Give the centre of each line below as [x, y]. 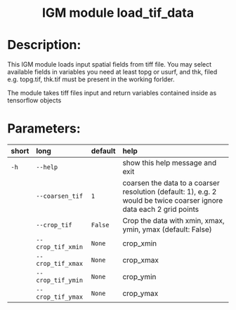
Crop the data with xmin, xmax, [173, 221]
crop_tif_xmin [59, 247]
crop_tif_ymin [59, 281]
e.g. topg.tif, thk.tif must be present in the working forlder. [91, 79]
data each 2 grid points [161, 210]
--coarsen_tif [59, 196]
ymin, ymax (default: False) [167, 229]
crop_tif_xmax [59, 264]
